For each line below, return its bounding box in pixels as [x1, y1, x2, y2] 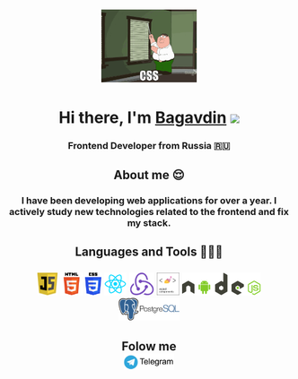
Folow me [121, 339, 177, 354]
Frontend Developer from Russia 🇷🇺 [67, 140, 231, 152]
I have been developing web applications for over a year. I [21, 194, 277, 206]
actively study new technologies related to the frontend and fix [8, 205, 290, 218]
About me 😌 [113, 167, 185, 183]
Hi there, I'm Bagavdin [58, 108, 227, 128]
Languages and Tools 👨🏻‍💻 [74, 245, 223, 259]
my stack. [127, 216, 171, 228]
